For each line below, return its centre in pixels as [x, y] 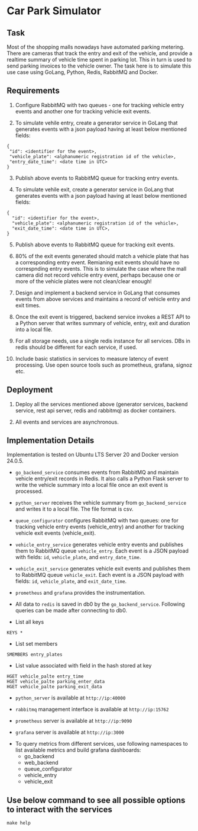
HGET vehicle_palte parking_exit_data [54, 687]
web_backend [41, 763]
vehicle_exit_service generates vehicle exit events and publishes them [103, 569]
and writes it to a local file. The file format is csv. [74, 509]
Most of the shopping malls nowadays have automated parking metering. [96, 47]
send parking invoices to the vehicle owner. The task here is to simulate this [99, 66]
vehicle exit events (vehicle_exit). [56, 533]
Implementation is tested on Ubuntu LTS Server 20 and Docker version [93, 455]
